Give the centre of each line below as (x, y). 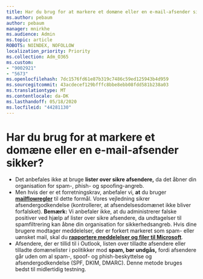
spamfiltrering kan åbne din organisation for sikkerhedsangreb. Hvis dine (106, 225)
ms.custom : (20, 62)
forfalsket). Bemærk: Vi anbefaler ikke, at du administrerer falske (96, 211)
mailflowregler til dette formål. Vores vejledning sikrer (82, 199)
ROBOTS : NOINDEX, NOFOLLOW (40, 46)
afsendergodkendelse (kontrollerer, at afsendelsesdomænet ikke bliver (103, 205)
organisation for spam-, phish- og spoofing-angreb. (79, 186)
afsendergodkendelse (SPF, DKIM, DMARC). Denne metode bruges (98, 263)
